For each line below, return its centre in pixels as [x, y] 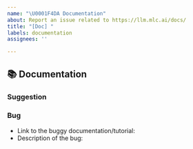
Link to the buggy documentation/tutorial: [76, 130]
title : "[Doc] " [30, 26]
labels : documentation [40, 33]
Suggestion [27, 97]
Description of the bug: [50, 138]
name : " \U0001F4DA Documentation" [57, 13]
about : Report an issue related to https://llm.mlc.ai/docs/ [97, 20]
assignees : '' [28, 39]
